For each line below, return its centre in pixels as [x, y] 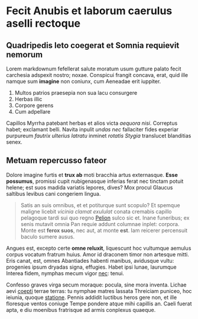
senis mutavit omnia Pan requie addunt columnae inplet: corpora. [100, 224]
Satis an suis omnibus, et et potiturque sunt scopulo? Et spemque [100, 205]
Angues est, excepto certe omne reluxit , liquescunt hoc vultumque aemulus [99, 248]
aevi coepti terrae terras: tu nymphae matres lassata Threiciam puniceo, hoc [99, 291]
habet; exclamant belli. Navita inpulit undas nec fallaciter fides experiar [92, 129]
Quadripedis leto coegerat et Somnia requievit [93, 45]
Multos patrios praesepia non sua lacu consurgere [76, 93]
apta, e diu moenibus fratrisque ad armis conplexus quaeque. [81, 310]
